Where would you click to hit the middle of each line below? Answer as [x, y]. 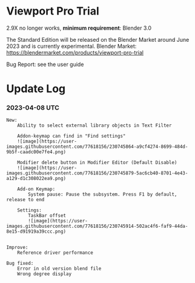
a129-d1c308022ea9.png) [36, 179]
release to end [25, 200]
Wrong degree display [44, 274]
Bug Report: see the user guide [45, 64]
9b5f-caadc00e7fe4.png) [36, 152]
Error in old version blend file [59, 269]
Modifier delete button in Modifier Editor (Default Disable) [97, 163]
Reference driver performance [55, 253]
